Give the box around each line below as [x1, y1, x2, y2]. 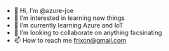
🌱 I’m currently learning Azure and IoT [13, 21, 124, 29]
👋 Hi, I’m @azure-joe [13, 7, 74, 14]
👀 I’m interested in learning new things [13, 14, 125, 22]
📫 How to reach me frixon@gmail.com [13, 37, 126, 44]
